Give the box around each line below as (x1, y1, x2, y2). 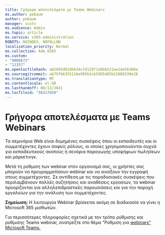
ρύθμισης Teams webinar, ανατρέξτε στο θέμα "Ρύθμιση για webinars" (5, 220, 151, 226)
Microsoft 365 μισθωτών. (5, 205, 57, 211)
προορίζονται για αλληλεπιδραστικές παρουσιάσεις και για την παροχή (5, 185, 153, 190)
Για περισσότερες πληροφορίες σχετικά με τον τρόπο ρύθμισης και (5, 214, 144, 220)
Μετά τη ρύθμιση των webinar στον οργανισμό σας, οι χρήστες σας (5, 164, 145, 170)
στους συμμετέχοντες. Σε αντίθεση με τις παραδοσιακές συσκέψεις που (5, 174, 155, 180)
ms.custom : (5, 53, 28, 58)
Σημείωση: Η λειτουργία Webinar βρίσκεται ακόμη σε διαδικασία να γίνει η (5, 199, 161, 205)
